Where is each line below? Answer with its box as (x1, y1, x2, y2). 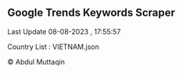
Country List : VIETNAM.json (7, 42, 99, 51)
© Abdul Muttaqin (7, 57, 66, 66)
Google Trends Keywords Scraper (7, 6, 175, 19)
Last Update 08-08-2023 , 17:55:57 (7, 26, 121, 36)
